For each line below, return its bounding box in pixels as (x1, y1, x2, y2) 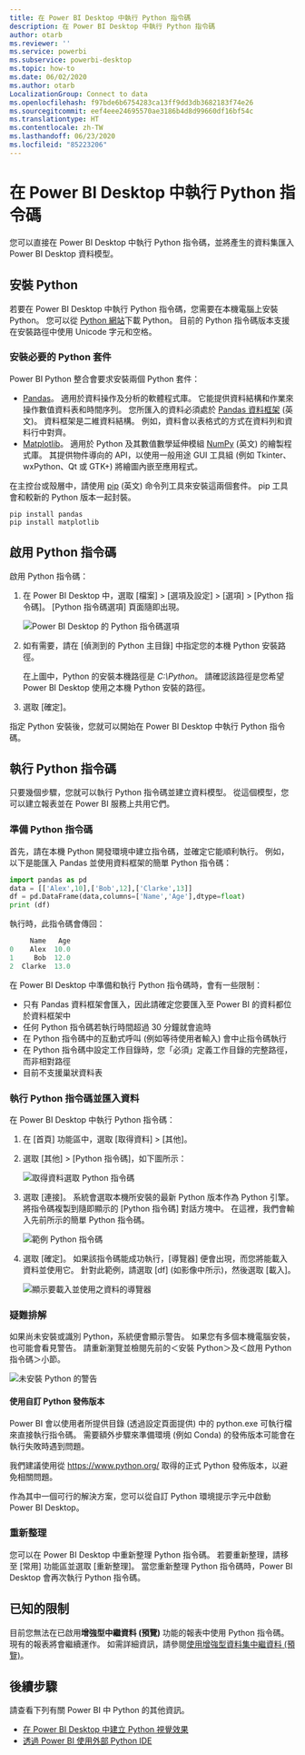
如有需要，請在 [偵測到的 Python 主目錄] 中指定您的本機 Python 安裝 (22, 640, 279, 651)
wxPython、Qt (22, 460, 77, 471)
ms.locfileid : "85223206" (9, 140, 107, 149)
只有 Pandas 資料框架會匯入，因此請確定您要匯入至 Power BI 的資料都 (22, 998, 284, 1010)
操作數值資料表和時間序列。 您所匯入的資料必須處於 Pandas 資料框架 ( (22, 404, 286, 415)
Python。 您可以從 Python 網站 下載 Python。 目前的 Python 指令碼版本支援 (9, 315, 290, 326)
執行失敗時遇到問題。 (9, 1440, 89, 1451)
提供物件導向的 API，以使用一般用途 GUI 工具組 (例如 (56, 449, 255, 460)
